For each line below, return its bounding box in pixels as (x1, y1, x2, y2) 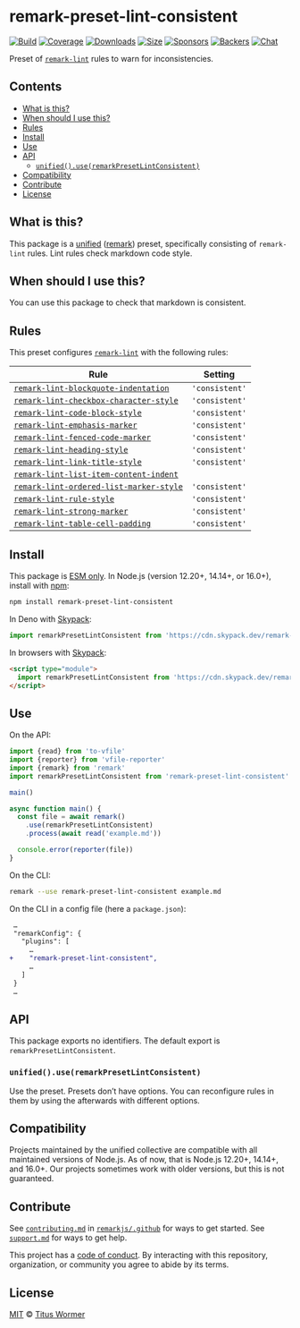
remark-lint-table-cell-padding (13, 519, 152, 529)
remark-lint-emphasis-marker (13, 421, 137, 430)
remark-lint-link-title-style (13, 457, 143, 467)
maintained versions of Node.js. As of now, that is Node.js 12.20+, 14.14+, (9, 1154, 279, 1165)
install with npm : (9, 580, 70, 591)
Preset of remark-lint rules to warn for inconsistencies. (9, 53, 214, 64)
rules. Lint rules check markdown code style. (27, 248, 193, 259)
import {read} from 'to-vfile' (9, 747, 126, 756)
